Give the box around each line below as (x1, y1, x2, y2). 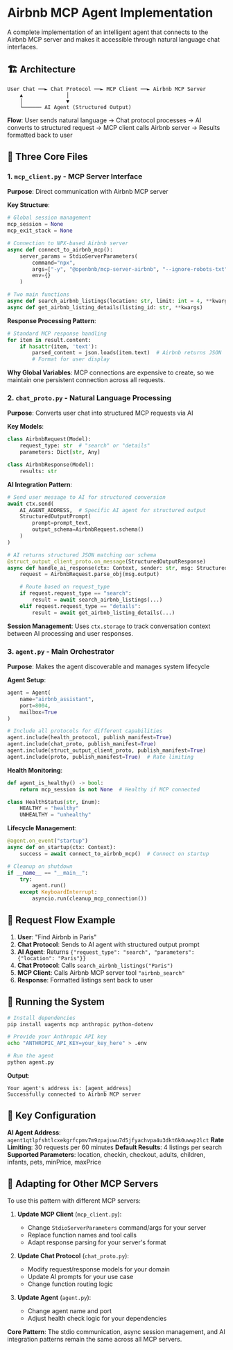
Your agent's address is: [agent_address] (7, 1085, 132, 1092)
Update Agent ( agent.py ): (17, 1293, 92, 1301)
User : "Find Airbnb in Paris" (17, 932, 97, 941)
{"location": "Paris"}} (17, 955, 87, 962)
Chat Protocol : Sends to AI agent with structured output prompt (17, 940, 200, 948)
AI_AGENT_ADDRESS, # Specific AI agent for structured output (19, 507, 207, 513)
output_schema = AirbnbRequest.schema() (32, 526, 144, 533)
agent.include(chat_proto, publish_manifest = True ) (7, 741, 157, 748)
